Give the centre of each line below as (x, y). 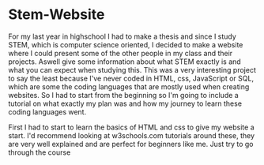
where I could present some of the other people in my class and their (121, 53)
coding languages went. (47, 111)
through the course (40, 152)
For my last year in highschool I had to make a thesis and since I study (123, 36)
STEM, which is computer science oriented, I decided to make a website (126, 44)
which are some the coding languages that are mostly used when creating (129, 86)
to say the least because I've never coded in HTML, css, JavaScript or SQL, (131, 78)
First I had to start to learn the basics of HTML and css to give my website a (131, 127)
